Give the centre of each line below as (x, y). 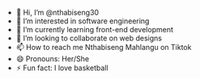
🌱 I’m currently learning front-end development (95, 29)
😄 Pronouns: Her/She (53, 59)
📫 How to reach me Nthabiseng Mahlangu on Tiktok (104, 47)
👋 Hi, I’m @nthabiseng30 (57, 12)
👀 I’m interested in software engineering (83, 21)
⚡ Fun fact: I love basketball (62, 68)
